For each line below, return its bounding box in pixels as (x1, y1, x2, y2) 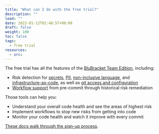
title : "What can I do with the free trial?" (5, 7, 98, 12)
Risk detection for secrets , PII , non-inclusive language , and (12, 74, 130, 80)
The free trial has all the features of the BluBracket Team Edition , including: (5, 65, 155, 71)
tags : (5, 39, 16, 44)
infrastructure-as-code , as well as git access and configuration (12, 80, 138, 86)
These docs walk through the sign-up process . (5, 123, 98, 129)
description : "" (5, 12, 38, 16)
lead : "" (5, 16, 23, 21)
